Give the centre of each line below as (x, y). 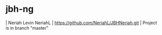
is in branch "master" (27, 28)
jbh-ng (20, 9)
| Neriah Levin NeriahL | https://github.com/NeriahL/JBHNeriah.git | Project (81, 23)
